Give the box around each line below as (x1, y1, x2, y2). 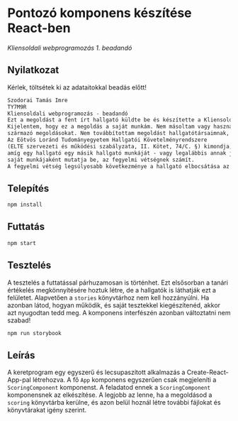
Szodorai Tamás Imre (7, 97, 69, 104)
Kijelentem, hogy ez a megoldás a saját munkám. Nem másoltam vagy (7, 123, 211, 131)
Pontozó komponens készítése (7, 5, 193, 21)
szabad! (7, 316, 31, 324)
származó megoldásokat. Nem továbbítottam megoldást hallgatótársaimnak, (7, 130, 230, 137)
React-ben (7, 20, 71, 36)
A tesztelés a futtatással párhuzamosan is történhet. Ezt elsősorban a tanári (7, 278, 229, 287)
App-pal (7, 376, 32, 384)
